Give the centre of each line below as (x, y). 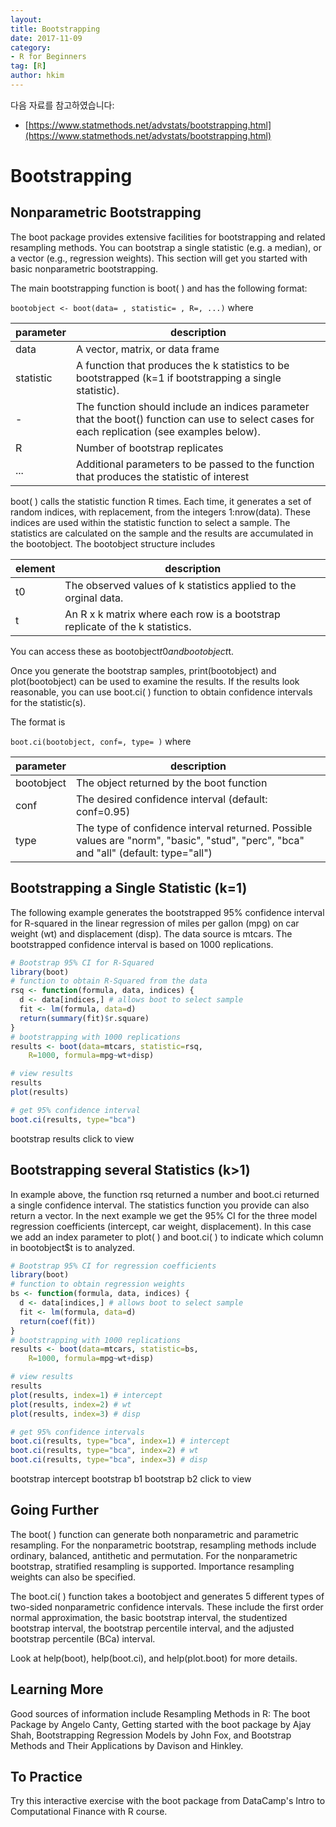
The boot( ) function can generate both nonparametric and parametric (155, 1534)
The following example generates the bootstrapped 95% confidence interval (167, 912)
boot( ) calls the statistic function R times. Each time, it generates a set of (161, 501)
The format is (38, 722)
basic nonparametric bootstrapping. (84, 268)
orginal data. (94, 598)
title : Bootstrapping (55, 29)
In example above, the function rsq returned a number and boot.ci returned (165, 1194)
